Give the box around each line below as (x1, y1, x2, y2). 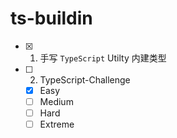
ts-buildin (10, 7, 93, 30)
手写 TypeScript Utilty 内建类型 (39, 52, 167, 64)
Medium (39, 96, 74, 107)
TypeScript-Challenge (39, 73, 131, 86)
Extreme (39, 118, 75, 131)
